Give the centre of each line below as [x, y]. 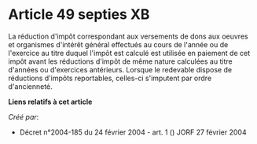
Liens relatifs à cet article [50, 102]
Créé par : [24, 116]
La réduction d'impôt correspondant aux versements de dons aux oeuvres [128, 36]
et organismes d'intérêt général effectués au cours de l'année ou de [118, 44]
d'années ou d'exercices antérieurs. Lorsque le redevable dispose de [120, 69]
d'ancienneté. [30, 86]
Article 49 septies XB [79, 15]
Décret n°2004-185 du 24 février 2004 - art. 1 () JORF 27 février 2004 [133, 132]
